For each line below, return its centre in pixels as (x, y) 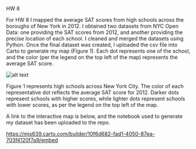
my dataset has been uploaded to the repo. (58, 122)
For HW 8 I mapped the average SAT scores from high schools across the (95, 20)
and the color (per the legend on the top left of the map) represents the (92, 57)
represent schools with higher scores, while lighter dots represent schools (96, 99)
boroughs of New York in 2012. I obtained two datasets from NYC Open (92, 26)
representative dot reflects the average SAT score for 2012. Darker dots (92, 92)
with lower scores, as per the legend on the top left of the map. (82, 105)
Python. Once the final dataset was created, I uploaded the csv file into (92, 45)
